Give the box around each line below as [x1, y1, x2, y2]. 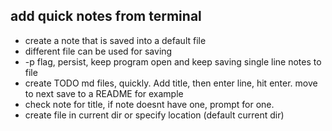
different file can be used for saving [24, 45, 173, 57]
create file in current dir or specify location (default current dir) [24, 109, 285, 121]
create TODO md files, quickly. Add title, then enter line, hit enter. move [24, 77, 318, 89]
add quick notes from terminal [10, 8, 202, 25]
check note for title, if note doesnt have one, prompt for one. [24, 98, 275, 110]
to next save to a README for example [24, 87, 184, 99]
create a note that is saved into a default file [24, 34, 207, 46]
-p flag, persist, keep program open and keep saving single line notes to [24, 55, 322, 68]
